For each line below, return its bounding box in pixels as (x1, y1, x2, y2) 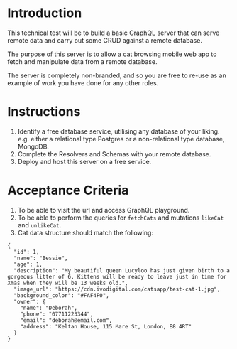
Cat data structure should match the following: (17, 228, 154, 237)
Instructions (7, 104, 81, 120)
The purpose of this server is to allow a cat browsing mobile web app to (7, 50, 217, 58)
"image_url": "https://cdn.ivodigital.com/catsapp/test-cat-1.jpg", (13, 286, 221, 293)
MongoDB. (17, 142, 50, 151)
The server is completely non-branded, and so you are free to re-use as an (7, 71, 226, 80)
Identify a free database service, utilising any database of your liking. (17, 127, 220, 136)
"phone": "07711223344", (20, 311, 94, 318)
